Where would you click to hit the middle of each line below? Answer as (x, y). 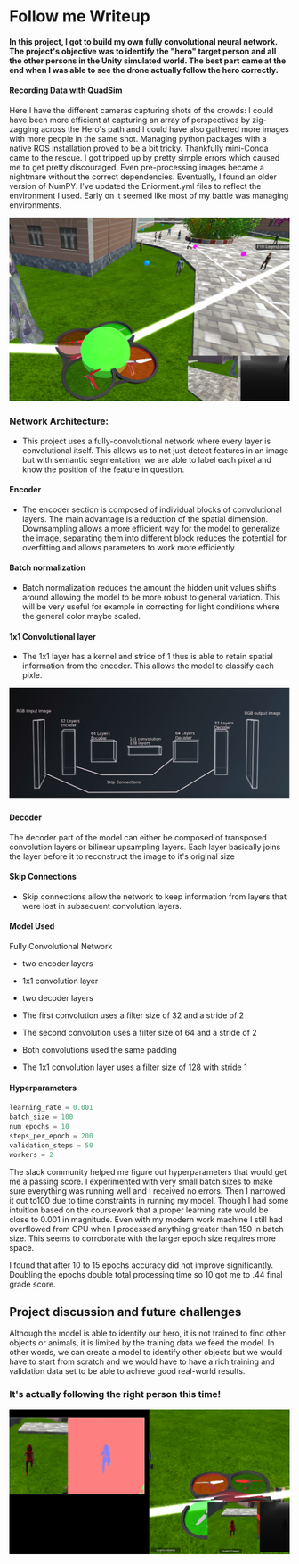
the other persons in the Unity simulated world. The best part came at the (148, 61)
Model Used (32, 926)
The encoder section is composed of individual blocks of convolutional (152, 509)
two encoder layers (57, 964)
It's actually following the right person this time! (115, 1394)
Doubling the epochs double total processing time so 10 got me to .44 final (146, 1274)
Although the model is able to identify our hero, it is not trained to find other (148, 1333)
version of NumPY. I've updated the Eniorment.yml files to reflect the (135, 186)
